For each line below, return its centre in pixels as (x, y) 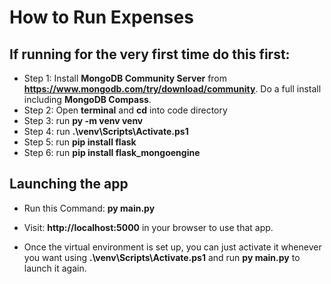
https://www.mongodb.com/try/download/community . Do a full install (172, 89)
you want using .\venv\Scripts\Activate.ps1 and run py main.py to (162, 257)
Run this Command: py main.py (89, 208)
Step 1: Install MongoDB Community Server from (125, 78)
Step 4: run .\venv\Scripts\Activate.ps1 (106, 131)
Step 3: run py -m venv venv (83, 120)
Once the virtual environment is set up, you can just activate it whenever (172, 247)
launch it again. (55, 268)
